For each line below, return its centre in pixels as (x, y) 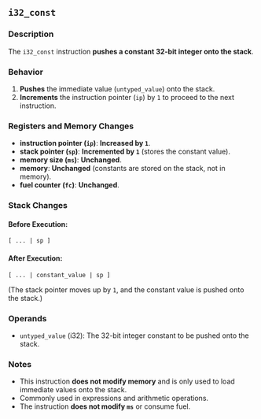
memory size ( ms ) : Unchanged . (70, 160)
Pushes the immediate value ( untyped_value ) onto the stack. (117, 89)
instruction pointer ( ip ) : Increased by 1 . (85, 143)
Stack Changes (38, 206)
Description (31, 34)
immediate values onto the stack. (73, 390)
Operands (28, 318)
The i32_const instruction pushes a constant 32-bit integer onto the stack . (131, 51)
